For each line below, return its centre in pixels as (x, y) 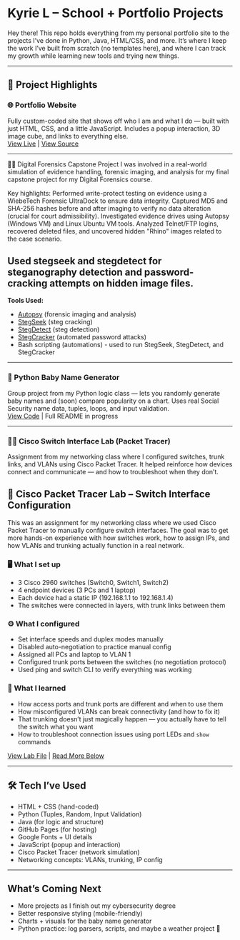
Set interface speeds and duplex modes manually (91, 639)
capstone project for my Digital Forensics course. (80, 179)
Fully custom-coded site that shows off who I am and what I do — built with (119, 121)
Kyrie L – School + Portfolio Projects (115, 13)
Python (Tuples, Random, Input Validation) (80, 814)
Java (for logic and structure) (61, 821)
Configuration (39, 505)
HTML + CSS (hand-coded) (58, 806)
